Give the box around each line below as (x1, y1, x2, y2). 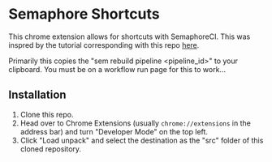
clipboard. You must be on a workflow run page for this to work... (8, 64, 226, 74)
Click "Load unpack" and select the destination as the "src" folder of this (19, 135, 264, 145)
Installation (8, 88, 67, 102)
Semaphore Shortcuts (8, 5, 160, 23)
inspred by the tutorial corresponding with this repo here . (8, 40, 200, 49)
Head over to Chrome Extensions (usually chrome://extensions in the (19, 118, 252, 128)
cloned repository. (19, 143, 82, 154)
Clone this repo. (19, 109, 74, 119)
